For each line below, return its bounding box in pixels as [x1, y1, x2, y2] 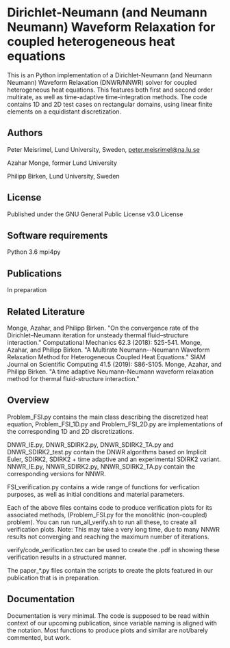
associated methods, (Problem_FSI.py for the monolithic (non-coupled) [7, 510, 207, 519]
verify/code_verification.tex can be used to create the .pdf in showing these [7, 545, 220, 554]
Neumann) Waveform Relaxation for [7, 19, 216, 35]
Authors [7, 127, 43, 139]
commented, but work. [7, 633, 71, 641]
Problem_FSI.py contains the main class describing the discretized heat [7, 413, 209, 421]
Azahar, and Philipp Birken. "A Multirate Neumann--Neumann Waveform [7, 346, 210, 354]
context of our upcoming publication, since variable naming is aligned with [7, 619, 217, 627]
